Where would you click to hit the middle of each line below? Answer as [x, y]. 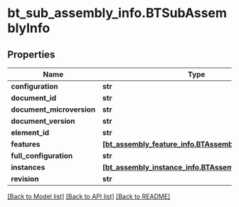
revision [25, 179]
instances [28, 167]
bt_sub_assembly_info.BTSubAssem [117, 13]
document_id [34, 98]
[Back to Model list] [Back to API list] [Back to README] [89, 196]
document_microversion [53, 110]
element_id [30, 133]
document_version [43, 121]
